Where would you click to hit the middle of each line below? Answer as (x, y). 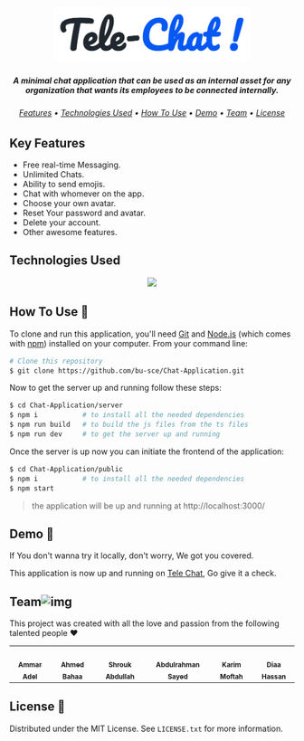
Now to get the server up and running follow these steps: (115, 388)
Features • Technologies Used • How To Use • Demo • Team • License (152, 113)
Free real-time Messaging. (71, 165)
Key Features (47, 143)
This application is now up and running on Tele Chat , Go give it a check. (143, 574)
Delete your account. (62, 223)
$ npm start (32, 488)
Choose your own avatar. (69, 204)
